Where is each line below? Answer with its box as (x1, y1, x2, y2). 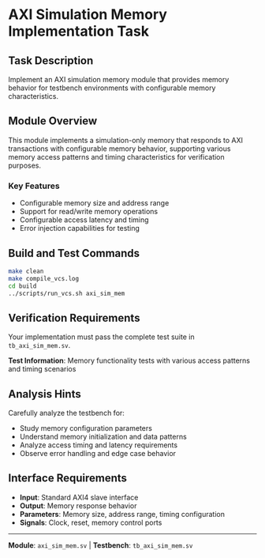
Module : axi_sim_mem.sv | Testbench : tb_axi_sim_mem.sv (8, 540, 193, 550)
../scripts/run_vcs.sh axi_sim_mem (8, 289, 125, 297)
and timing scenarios (8, 364, 77, 374)
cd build (8, 282, 37, 290)
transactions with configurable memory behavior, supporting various (8, 144, 231, 153)
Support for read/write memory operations (19, 207, 159, 217)
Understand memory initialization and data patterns (19, 432, 187, 442)
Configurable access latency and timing (19, 215, 149, 224)
